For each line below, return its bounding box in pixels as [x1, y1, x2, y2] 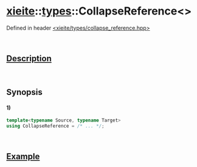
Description [6, 53, 52, 64]
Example [6, 151, 40, 162]
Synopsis [6, 87, 43, 97]
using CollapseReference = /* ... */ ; [6, 123, 105, 129]
